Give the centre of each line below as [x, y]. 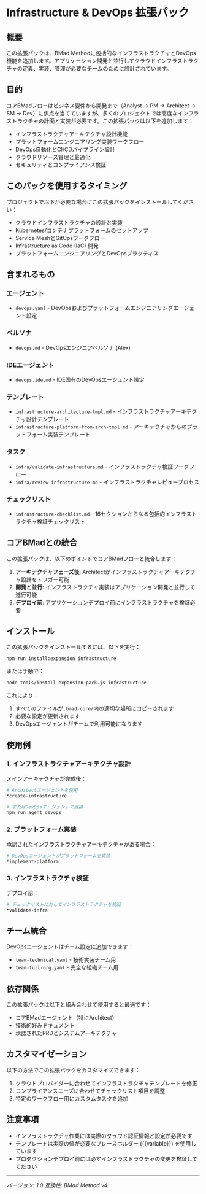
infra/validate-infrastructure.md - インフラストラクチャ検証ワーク [102, 467]
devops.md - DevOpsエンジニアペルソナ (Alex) [73, 347]
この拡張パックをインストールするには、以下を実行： [74, 647]
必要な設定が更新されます [48, 716]
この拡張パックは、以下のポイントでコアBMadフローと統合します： [92, 559]
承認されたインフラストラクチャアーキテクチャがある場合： [81, 844]
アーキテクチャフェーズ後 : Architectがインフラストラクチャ [90, 572]
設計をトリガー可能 [45, 579]
